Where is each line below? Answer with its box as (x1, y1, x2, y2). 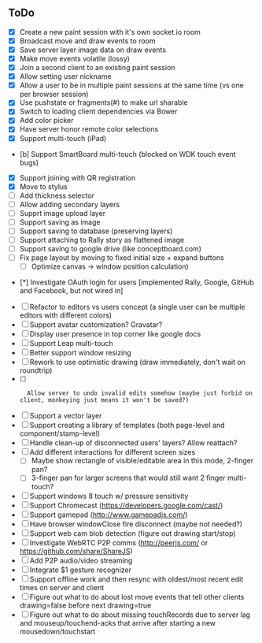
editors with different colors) (19, 310, 113, 320)
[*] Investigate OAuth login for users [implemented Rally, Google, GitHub (19, 277, 254, 287)
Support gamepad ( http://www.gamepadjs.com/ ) (29, 510, 188, 519)
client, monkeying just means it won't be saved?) (19, 396, 190, 404)
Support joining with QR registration (19, 173, 136, 182)
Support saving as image (19, 217, 101, 227)
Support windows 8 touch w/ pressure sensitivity (29, 492, 189, 501)
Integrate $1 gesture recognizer (29, 565, 132, 574)
